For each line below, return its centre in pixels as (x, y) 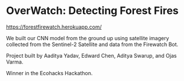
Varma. (15, 62)
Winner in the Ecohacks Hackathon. (49, 73)
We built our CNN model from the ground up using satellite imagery (88, 38)
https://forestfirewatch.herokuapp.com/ (54, 27)
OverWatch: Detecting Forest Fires (92, 11)
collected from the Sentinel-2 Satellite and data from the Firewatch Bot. (92, 44)
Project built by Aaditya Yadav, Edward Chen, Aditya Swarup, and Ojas (91, 55)
